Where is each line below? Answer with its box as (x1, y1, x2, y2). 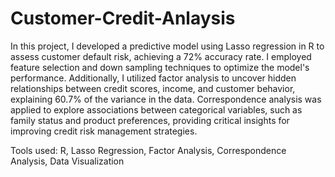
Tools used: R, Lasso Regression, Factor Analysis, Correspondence (10, 144, 287, 156)
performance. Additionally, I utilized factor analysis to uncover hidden (10, 72, 297, 84)
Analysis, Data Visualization (10, 155, 125, 167)
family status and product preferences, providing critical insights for (10, 114, 290, 126)
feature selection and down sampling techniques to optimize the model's (10, 61, 310, 73)
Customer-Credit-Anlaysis (10, 7, 236, 30)
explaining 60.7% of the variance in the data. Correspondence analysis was (10, 93, 322, 105)
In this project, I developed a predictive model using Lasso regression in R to (10, 40, 325, 52)
